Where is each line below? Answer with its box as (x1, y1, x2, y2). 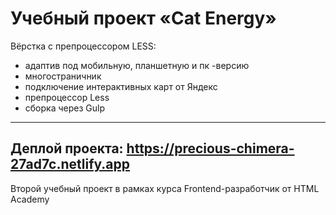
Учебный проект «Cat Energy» (10, 7, 277, 30)
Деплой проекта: (10, 140, 124, 157)
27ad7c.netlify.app (10, 156, 131, 173)
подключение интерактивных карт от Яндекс (24, 80, 218, 92)
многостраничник (24, 70, 102, 82)
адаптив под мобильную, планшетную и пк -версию (24, 59, 250, 71)
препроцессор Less (24, 91, 110, 103)
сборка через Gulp (24, 102, 105, 114)
